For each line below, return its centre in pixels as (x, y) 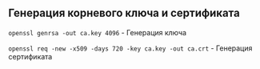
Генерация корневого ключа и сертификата (124, 13)
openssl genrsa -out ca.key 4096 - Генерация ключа (97, 32)
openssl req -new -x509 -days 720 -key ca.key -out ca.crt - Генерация (130, 48)
